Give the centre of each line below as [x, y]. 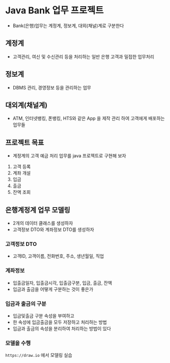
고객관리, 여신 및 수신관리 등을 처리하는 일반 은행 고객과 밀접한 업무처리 [83, 56]
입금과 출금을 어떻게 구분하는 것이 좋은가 [53, 289]
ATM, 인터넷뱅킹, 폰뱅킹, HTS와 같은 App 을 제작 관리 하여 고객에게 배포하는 [89, 119]
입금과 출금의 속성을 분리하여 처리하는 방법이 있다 [62, 328]
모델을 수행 [18, 343]
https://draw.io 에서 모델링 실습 [39, 355]
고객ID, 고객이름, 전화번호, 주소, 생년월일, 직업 [58, 256]
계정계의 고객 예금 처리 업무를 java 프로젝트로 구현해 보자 [69, 156]
